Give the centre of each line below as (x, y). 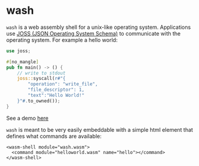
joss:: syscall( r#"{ (41, 79)
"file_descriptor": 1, (56, 90)
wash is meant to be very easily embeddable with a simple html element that (100, 129)
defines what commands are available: (54, 136)
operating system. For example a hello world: (62, 40)
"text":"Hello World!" (56, 96)
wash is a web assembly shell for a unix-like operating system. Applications (99, 27)
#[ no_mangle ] (23, 62)
